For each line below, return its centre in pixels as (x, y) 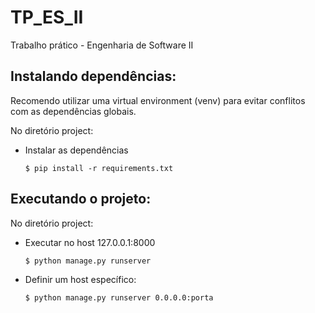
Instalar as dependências (76, 150)
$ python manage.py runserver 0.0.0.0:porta (119, 297)
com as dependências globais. (73, 111)
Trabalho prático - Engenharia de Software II (102, 45)
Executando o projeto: (81, 199)
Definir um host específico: (80, 279)
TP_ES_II (47, 17)
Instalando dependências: (93, 76)
